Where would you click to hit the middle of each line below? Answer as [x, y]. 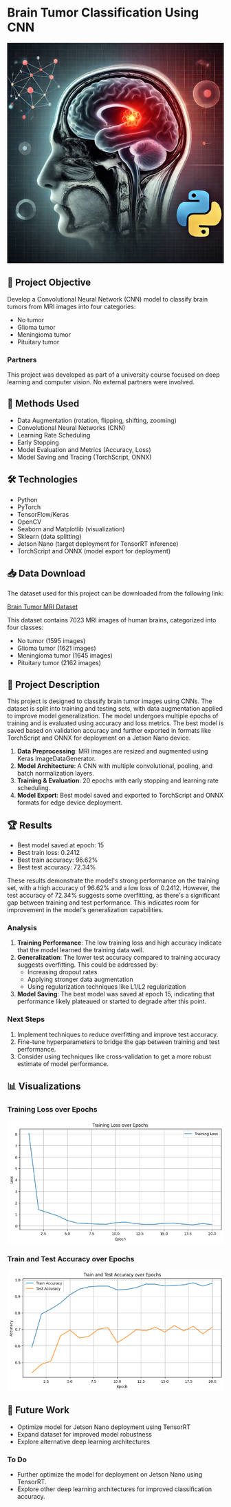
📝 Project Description [54, 684]
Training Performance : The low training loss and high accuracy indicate [119, 943]
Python [27, 500]
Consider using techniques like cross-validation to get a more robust [114, 1056]
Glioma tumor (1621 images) [56, 648]
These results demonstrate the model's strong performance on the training [113, 880]
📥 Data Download [46, 573]
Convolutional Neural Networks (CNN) [71, 427]
